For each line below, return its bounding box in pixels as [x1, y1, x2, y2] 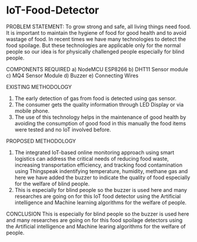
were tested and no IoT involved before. [14, 126, 111, 133]
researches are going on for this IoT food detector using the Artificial [14, 193, 181, 200]
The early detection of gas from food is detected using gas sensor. [14, 95, 177, 102]
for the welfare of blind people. [14, 180, 90, 187]
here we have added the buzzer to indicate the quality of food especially [14, 174, 191, 181]
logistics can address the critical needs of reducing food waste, [14, 155, 169, 162]
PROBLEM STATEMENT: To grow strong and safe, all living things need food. [6, 23, 192, 30]
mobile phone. [14, 107, 50, 114]
